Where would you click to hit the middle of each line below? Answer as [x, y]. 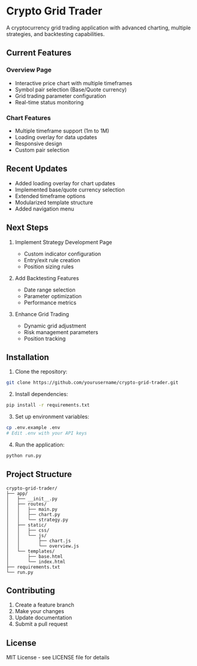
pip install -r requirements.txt [48, 405]
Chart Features [29, 118]
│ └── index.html [36, 562]
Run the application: [40, 445]
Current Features [39, 53]
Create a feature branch [44, 605]
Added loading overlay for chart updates [65, 183]
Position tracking [45, 338]
